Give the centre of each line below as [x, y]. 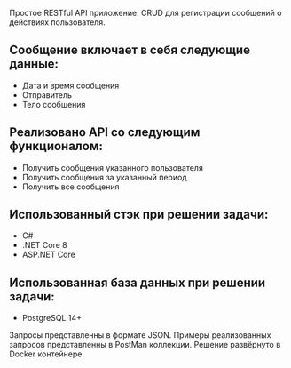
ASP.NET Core [48, 255]
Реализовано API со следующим [105, 132]
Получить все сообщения [71, 187]
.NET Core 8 [45, 245]
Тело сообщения [54, 104]
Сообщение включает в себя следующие [130, 50]
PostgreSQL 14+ [52, 318]
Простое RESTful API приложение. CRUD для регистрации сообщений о [145, 13]
